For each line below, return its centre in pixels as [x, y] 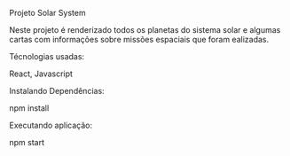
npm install [29, 108]
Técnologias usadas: [47, 56]
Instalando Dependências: [57, 91]
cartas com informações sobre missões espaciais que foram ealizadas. [139, 39]
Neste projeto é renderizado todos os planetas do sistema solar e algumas [145, 30]
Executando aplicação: [51, 125]
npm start [27, 142]
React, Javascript [41, 74]
